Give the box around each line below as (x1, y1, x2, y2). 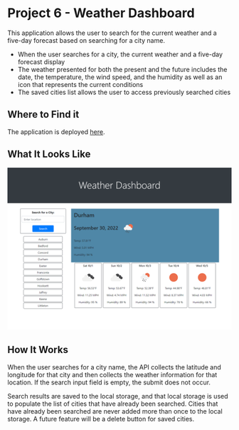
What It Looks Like (7, 148, 91, 160)
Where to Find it (7, 108, 80, 121)
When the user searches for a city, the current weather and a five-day (17, 50, 223, 58)
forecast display (17, 57, 65, 66)
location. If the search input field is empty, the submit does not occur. (7, 378, 211, 387)
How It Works (7, 344, 69, 356)
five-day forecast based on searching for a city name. (7, 36, 166, 44)
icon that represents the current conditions (17, 80, 144, 88)
